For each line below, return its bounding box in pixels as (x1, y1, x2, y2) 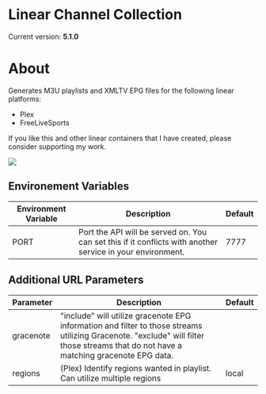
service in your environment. (78, 246, 184, 257)
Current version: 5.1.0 (8, 32, 79, 41)
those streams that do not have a (59, 339, 182, 350)
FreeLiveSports (19, 117, 70, 128)
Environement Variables (8, 180, 130, 193)
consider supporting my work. (8, 141, 107, 151)
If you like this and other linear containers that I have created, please (8, 133, 232, 143)
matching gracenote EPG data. (59, 350, 174, 361)
